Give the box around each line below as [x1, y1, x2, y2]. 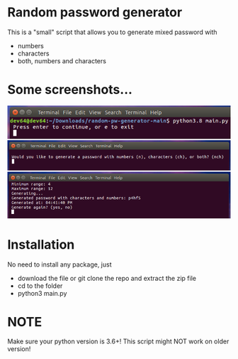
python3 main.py [17, 289, 67, 297]
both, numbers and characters [17, 56, 106, 65]
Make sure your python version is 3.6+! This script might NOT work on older [7, 337, 229, 345]
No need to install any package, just [7, 260, 112, 269]
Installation [7, 236, 75, 252]
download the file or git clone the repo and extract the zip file [17, 274, 197, 282]
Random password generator [7, 4, 183, 21]
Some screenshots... [7, 82, 133, 98]
